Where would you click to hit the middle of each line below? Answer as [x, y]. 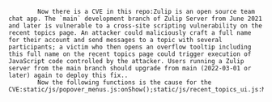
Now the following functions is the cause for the [125, 83]
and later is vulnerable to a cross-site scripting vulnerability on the [136, 26]
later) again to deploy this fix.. [68, 75]
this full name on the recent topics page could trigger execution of [130, 54]
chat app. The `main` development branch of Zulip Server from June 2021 [136, 19]
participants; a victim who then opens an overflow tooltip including [130, 47]
